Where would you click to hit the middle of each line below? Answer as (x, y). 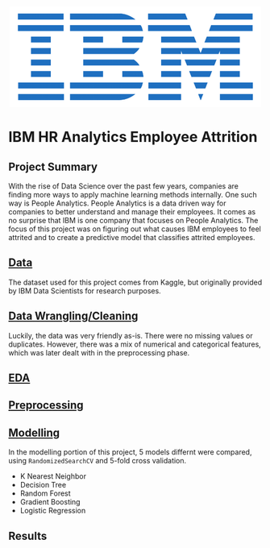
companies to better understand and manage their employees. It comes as (132, 212)
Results (28, 536)
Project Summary (53, 166)
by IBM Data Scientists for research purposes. (85, 291)
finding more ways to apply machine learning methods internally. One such (133, 195)
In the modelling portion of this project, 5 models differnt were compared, (130, 452)
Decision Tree (43, 485)
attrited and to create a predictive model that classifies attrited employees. (132, 237)
